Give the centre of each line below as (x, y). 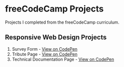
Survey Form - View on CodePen (45, 49)
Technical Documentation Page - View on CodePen (63, 59)
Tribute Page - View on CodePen (45, 54)
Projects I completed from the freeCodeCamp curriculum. (62, 22)
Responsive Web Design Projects (56, 37)
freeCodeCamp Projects (54, 9)
